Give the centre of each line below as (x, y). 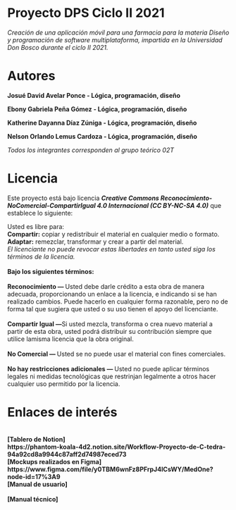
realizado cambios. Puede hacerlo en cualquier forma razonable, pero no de (118, 301)
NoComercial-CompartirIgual (52, 205)
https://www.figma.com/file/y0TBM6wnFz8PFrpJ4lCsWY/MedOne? (110, 469)
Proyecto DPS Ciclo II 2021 (86, 13)
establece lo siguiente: (40, 213)
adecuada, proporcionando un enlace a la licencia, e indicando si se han (112, 294)
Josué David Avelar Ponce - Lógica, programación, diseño (94, 95)
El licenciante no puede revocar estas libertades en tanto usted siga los (112, 249)
